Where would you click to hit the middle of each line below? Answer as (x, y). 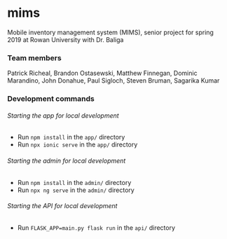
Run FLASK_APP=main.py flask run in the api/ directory (96, 227)
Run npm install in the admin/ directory (74, 182)
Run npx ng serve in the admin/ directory (76, 190)
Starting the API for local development (62, 206)
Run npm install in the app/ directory (71, 137)
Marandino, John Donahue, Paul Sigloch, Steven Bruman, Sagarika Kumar (113, 81)
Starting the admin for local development (67, 161)
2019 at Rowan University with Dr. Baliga (66, 39)
